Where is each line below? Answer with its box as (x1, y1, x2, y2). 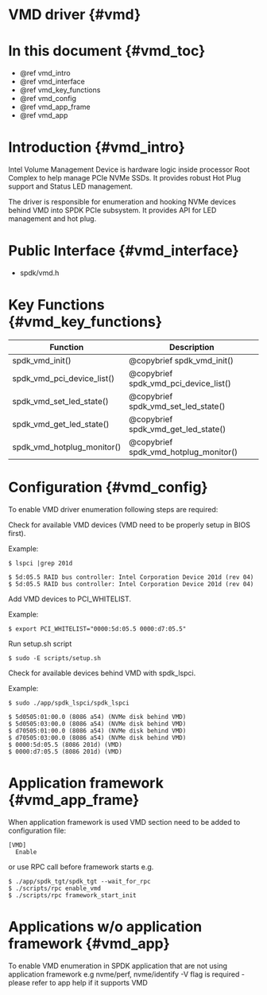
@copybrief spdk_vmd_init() (128, 355, 234, 366)
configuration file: (8, 826, 66, 835)
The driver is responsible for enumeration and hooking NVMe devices (8, 197, 237, 207)
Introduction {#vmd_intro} (8, 138, 185, 157)
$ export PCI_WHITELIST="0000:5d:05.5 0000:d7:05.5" (8, 624, 187, 633)
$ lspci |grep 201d (8, 559, 73, 567)
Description (169, 341, 215, 352)
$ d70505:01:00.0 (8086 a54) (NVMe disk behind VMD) (8, 726, 187, 735)
